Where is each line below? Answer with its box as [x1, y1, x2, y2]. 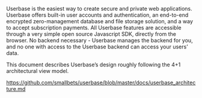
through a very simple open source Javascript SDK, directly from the [6, 30, 176, 38]
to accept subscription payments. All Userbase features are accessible [6, 24, 182, 31]
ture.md [6, 85, 26, 92]
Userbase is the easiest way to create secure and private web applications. [6, 5, 192, 12]
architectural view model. [6, 68, 69, 74]
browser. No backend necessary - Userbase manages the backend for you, [6, 37, 194, 44]
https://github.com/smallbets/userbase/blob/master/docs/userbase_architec [6, 79, 196, 86]
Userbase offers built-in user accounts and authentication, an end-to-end [6, 11, 189, 19]
